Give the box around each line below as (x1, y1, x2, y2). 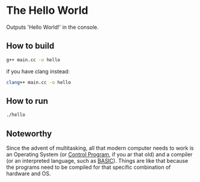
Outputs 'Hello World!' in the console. (6, 23, 99, 31)
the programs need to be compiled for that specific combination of (6, 163, 171, 171)
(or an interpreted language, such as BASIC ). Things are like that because (6, 157, 189, 164)
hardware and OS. (6, 170, 51, 177)
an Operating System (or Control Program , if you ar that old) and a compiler (6, 151, 193, 158)
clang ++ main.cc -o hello (6, 79, 71, 85)
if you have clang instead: (6, 67, 70, 75)
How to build (6, 41, 55, 51)
